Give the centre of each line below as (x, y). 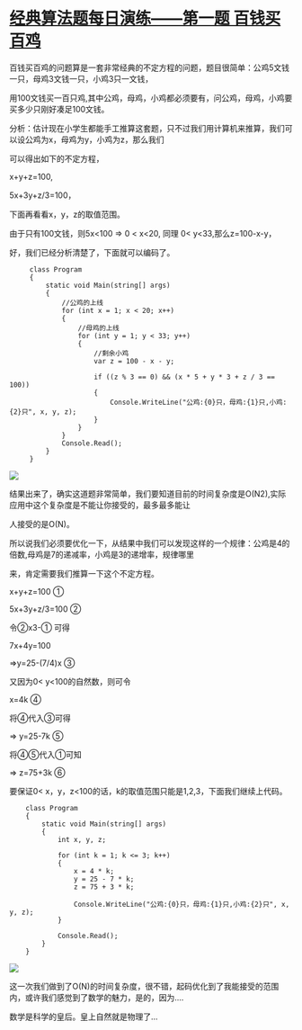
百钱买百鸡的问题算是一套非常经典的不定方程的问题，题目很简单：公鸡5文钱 (150, 67)
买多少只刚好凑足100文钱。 (59, 109)
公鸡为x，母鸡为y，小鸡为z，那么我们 (94, 139)
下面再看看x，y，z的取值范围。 (67, 214)
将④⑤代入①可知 (46, 754)
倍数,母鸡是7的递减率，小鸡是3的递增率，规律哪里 (102, 554)
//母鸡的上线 (98, 328)
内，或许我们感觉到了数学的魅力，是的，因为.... (97, 997)
